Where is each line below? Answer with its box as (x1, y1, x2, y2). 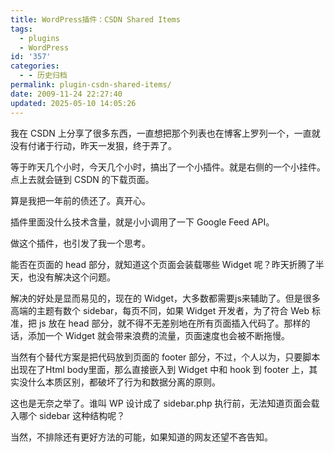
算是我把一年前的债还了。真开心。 (10, 194, 151, 206)
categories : (10, 61, 60, 71)
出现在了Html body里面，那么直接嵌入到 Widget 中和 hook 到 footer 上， (10, 363, 310, 375)
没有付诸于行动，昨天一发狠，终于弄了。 (10, 139, 177, 151)
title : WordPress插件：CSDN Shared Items (10, 14, 181, 25)
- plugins (19, 33, 60, 43)
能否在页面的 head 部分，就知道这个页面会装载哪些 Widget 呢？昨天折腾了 (10, 258, 316, 270)
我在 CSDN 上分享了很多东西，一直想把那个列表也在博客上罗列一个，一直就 (10, 127, 321, 139)
